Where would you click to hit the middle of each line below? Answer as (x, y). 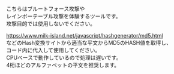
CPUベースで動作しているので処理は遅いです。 (64, 58)
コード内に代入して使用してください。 (53, 50)
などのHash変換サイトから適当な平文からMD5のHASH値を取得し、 (89, 43)
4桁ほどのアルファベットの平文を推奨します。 (63, 65)
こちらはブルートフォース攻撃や (46, 9)
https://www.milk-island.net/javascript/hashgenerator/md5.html (85, 36)
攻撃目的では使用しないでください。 (51, 24)
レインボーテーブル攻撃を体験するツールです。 (64, 16)
